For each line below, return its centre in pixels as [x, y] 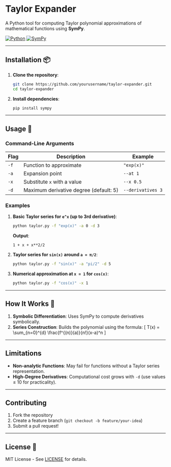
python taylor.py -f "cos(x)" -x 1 [50, 283]
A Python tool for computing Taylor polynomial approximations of [74, 23]
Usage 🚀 [19, 129]
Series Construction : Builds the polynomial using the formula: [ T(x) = [86, 327]
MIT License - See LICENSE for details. [46, 459]
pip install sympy [32, 108]
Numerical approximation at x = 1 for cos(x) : [61, 274]
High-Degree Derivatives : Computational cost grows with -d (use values [89, 376]
